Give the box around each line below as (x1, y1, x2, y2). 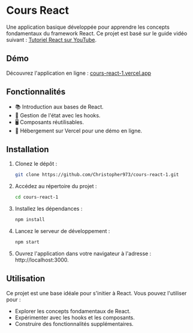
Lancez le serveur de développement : (14, 228, 110, 234)
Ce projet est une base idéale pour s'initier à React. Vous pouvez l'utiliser (6, 289, 187, 296)
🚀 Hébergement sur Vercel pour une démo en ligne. (14, 127, 143, 134)
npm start (14, 239, 40, 245)
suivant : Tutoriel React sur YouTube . (6, 36, 97, 43)
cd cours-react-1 (14, 194, 59, 201)
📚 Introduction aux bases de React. (14, 103, 104, 110)
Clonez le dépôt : (14, 160, 58, 168)
